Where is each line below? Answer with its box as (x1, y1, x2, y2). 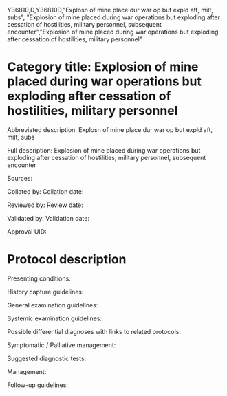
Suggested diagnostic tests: (7, 354, 87, 362)
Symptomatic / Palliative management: (7, 340, 116, 349)
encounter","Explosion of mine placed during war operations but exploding (7, 27, 219, 36)
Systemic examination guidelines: (7, 314, 102, 322)
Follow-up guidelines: (7, 381, 69, 389)
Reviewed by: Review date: (7, 201, 84, 209)
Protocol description (7, 252, 127, 267)
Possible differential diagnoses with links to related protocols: (7, 327, 181, 335)
